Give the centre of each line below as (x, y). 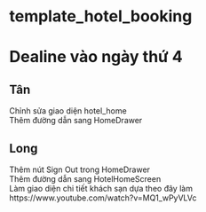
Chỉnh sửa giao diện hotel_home (68, 111)
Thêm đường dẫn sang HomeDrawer (76, 121)
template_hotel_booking (101, 16)
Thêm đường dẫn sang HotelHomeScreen (85, 179)
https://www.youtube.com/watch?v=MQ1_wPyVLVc (103, 198)
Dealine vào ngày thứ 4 (96, 57)
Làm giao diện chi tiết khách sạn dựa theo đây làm (101, 188)
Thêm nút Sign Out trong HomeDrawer (80, 169)
